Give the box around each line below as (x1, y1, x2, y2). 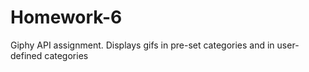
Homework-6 (10, 6, 123, 29)
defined (10, 49, 43, 61)
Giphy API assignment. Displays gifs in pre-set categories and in (10, 39, 275, 51)
